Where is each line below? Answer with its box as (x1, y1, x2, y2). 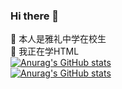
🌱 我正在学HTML (10, 45, 80, 58)
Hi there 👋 (10, 9, 60, 23)
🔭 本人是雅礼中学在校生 (10, 33, 107, 45)
